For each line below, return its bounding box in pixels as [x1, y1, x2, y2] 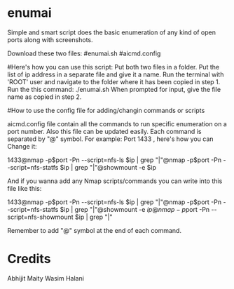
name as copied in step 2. [7, 93, 82, 101]
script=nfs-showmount [7, 213, 74, 221]
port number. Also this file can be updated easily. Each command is [7, 127, 202, 135]
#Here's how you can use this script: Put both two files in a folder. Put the [7, 62, 219, 71]
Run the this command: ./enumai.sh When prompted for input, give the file [7, 85, 221, 93]
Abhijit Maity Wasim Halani [7, 274, 84, 282]
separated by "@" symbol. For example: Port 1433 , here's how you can [7, 135, 214, 143]
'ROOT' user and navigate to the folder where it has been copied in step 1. [7, 77, 221, 86]
